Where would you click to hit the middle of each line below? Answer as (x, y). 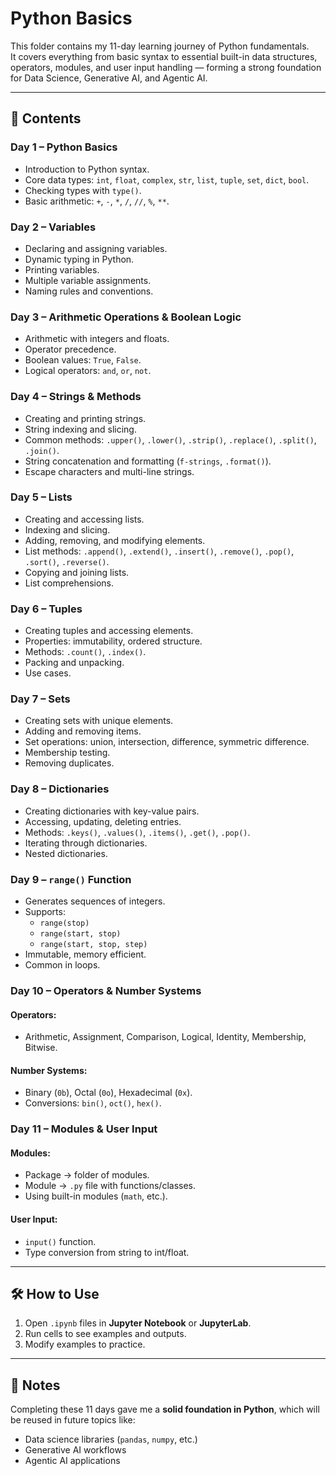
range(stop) (64, 923)
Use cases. (48, 673)
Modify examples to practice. (85, 1344)
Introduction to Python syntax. (87, 169)
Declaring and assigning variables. (96, 248)
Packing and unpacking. (74, 663)
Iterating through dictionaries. (86, 843)
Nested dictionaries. (66, 853)
